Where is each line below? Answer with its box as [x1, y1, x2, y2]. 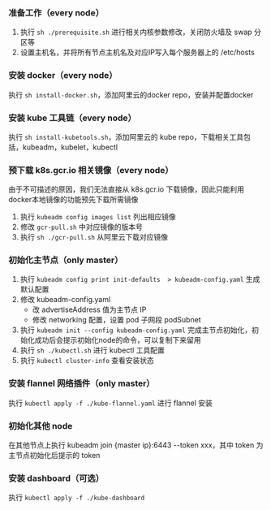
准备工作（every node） [8, 6, 104, 18]
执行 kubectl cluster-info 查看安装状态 [19, 356, 154, 365]
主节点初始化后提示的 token [8, 451, 101, 460]
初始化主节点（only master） [8, 254, 123, 266]
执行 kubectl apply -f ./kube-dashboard [8, 493, 145, 503]
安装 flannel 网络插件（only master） [8, 378, 155, 389]
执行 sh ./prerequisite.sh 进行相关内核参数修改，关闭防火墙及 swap [19, 27, 253, 37]
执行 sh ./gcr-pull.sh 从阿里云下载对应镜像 [19, 232, 169, 242]
